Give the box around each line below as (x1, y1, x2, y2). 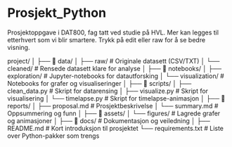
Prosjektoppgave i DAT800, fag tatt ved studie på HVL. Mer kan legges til (7, 28, 219, 37)
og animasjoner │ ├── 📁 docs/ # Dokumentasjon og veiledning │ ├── (7, 116, 211, 124)
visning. (7, 43, 30, 51)
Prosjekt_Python (7, 5, 107, 21)
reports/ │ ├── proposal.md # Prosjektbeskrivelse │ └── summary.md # (7, 101, 219, 110)
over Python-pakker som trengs (7, 132, 100, 140)
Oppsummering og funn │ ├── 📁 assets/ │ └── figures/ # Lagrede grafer (7, 109, 221, 117)
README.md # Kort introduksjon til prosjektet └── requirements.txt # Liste (7, 124, 224, 132)
